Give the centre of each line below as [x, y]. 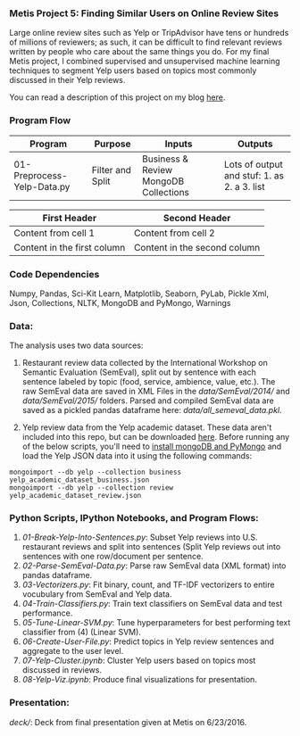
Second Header [197, 218]
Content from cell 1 [54, 233]
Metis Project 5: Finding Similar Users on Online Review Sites [144, 13]
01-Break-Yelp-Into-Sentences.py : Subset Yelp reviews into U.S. [140, 537]
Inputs [179, 144]
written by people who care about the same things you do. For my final [139, 52]
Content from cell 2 [175, 233]
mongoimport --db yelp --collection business [95, 472]
